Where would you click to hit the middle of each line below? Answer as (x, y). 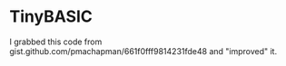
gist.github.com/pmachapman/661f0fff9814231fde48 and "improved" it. (143, 51)
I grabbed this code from (56, 42)
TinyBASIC (51, 17)
